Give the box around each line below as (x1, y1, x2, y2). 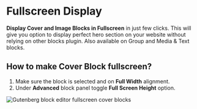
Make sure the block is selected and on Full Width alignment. (15, 77, 170, 85)
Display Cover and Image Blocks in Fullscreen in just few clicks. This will (6, 24, 191, 32)
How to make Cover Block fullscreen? (6, 62, 152, 72)
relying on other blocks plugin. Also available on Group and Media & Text (6, 37, 190, 44)
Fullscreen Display (6, 4, 102, 18)
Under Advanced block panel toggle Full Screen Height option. (15, 84, 176, 91)
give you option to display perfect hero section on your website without (6, 30, 186, 38)
